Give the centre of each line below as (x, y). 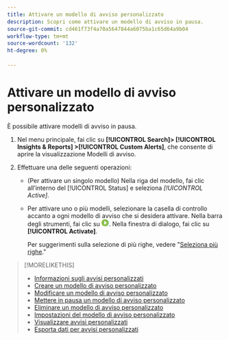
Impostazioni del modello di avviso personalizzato (105, 315)
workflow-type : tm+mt (38, 36)
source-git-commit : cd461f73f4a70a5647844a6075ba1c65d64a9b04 (98, 29)
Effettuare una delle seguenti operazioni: (74, 167)
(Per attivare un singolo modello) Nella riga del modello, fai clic (116, 180)
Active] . (38, 195)
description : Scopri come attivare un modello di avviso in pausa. (106, 22)
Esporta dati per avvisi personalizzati (86, 329)
